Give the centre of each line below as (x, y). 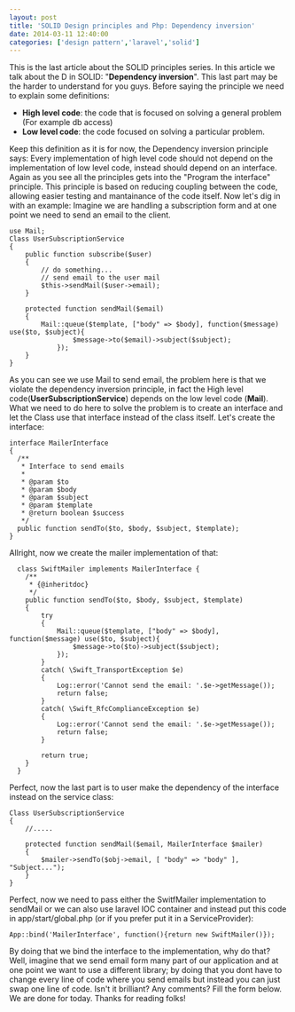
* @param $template (57, 506)
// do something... (77, 270)
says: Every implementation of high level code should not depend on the (141, 158)
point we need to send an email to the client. (90, 215)
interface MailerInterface (59, 443)
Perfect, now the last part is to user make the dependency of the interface (144, 787)
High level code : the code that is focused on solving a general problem (151, 113)
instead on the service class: (62, 797)
